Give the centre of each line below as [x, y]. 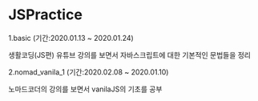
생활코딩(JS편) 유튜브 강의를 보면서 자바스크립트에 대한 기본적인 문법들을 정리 [129, 55]
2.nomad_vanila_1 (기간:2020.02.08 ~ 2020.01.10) [89, 72]
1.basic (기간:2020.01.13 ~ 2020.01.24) [71, 38]
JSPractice [45, 15]
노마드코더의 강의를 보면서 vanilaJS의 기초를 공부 [85, 89]
